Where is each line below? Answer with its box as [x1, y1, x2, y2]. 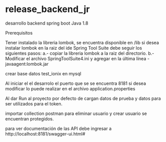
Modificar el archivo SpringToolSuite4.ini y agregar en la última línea [5, 55, 147, 61]
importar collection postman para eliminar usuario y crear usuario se [5, 110, 147, 116]
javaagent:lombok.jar [5, 61, 49, 67]
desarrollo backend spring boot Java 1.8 [5, 20, 89, 26]
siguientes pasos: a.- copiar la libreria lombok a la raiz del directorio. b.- [5, 50, 154, 56]
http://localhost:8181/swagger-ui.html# [5, 130, 86, 136]
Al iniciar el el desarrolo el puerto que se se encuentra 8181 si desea [5, 80, 146, 86]
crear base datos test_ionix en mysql [5, 70, 81, 76]
